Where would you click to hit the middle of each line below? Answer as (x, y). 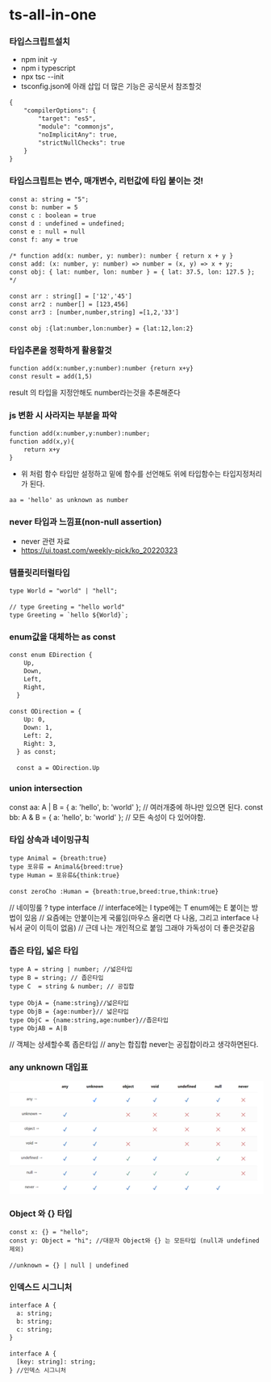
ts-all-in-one (53, 15)
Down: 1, (38, 728)
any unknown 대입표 (49, 1067)
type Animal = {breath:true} (58, 858)
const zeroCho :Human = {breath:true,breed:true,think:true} (114, 891)
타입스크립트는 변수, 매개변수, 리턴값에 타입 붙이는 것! (106, 181)
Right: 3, (40, 744)
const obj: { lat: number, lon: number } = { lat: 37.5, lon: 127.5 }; (132, 272)
